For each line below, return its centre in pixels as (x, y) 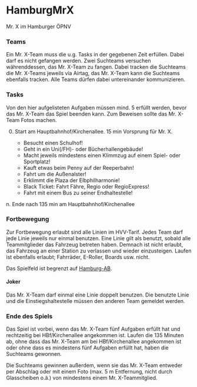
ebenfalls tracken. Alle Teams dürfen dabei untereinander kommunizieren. (96, 79)
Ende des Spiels (29, 316)
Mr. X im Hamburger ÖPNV (39, 26)
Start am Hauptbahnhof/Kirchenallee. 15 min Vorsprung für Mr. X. (94, 131)
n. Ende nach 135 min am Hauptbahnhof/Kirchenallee (71, 204)
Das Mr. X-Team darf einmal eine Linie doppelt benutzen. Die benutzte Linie (98, 295)
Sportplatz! (37, 161)
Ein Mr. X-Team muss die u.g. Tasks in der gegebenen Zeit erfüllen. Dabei (95, 55)
